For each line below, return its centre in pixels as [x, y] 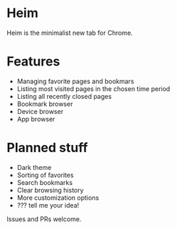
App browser [36, 119]
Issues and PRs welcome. [44, 219]
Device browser [40, 111]
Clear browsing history [50, 190]
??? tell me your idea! [48, 205]
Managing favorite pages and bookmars [75, 81]
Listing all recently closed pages [64, 96]
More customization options [58, 198]
